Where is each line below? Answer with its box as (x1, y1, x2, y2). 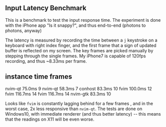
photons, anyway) (5, 27, 42, 34)
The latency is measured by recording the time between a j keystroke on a (5, 37, 158, 43)
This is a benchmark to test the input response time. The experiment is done (5, 17, 161, 23)
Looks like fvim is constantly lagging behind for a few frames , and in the (5, 100, 154, 106)
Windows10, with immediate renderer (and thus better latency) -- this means (5, 111, 161, 117)
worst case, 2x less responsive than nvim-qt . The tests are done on (5, 106, 143, 112)
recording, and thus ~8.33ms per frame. (5, 58, 87, 64)
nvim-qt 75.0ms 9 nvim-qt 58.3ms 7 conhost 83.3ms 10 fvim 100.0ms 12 (5, 85, 152, 91)
